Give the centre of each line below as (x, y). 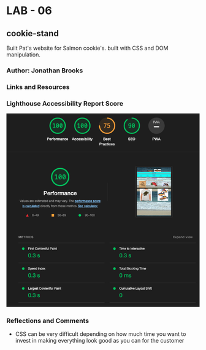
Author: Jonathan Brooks (45, 70)
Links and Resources (38, 87)
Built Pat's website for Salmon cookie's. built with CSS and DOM (87, 48)
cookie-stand (33, 33)
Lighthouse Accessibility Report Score (65, 103)
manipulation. (24, 55)
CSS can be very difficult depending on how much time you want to (101, 334)
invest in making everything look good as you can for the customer (100, 341)
